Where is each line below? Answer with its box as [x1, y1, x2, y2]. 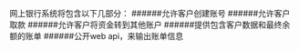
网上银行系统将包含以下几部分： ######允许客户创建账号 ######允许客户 [9, 8, 291, 18]
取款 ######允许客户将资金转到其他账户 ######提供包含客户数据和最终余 [9, 19, 291, 30]
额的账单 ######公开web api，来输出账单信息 [9, 31, 184, 41]
